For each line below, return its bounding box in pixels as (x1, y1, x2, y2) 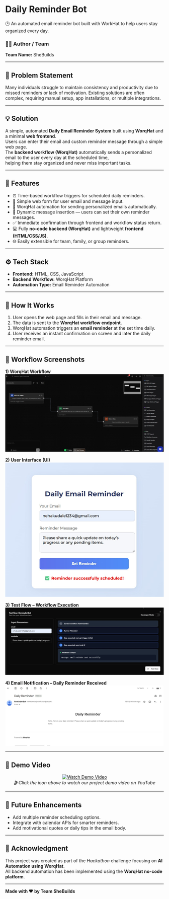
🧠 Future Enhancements (5, 801, 82, 809)
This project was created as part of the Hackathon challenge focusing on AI (5, 857, 162, 864)
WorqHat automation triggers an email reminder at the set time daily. (12, 325, 155, 331)
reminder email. (12, 336, 45, 342)
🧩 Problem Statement (5, 71, 73, 80)
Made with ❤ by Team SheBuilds (5, 888, 75, 894)
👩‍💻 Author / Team (5, 40, 49, 47)
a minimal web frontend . (5, 133, 56, 139)
